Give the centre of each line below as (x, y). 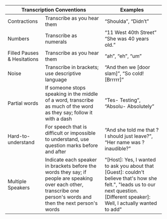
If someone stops (65, 88)
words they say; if (66, 172)
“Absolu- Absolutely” (129, 106)
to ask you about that (129, 166)
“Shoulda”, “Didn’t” (127, 21)
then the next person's (71, 203)
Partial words (23, 103)
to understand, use (67, 139)
